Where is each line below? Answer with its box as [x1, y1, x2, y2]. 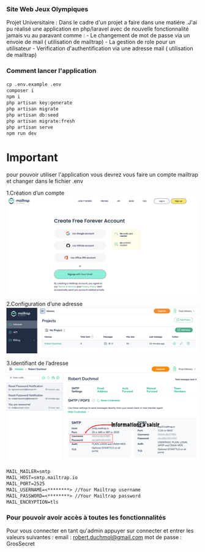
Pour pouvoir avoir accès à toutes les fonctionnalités [6, 513, 166, 521]
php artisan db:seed [6, 112, 59, 118]
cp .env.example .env [6, 81, 62, 88]
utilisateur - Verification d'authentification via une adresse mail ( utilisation [6, 45, 194, 52]
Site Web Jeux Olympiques [6, 5, 89, 13]
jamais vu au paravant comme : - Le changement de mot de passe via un [6, 32, 190, 39]
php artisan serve [6, 124, 53, 130]
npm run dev [6, 130, 37, 136]
